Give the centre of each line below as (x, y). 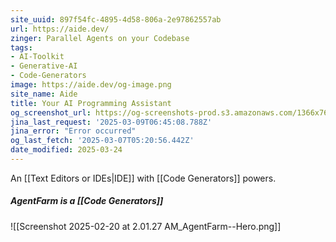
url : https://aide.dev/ (60, 29)
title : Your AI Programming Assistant (91, 103)
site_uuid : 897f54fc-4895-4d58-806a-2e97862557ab (116, 19)
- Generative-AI (44, 66)
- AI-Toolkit (37, 57)
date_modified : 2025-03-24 (66, 150)
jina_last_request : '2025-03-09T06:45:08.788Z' (111, 122)
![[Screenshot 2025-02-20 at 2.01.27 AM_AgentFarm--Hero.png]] (146, 226)
